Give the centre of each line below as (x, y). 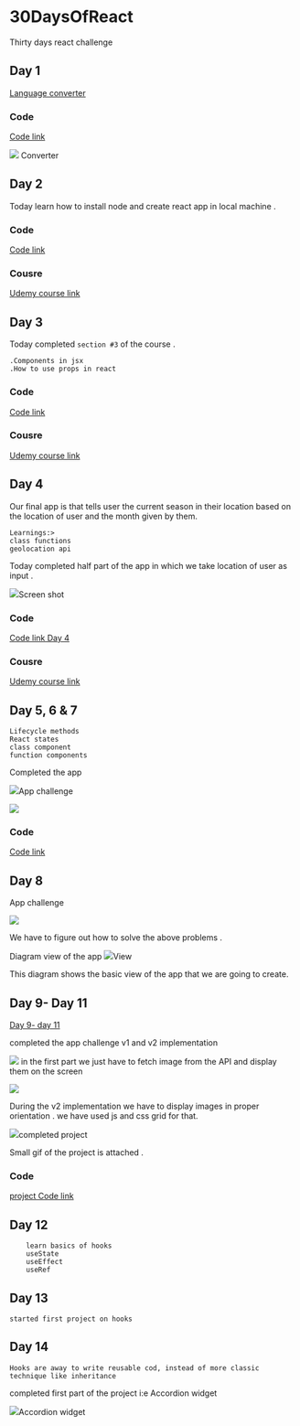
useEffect (45, 1262)
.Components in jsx (47, 361)
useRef (38, 1270)
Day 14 (29, 1347)
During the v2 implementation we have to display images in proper (134, 1106)
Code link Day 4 (40, 638)
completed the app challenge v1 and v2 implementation (113, 1043)
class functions (40, 541)
